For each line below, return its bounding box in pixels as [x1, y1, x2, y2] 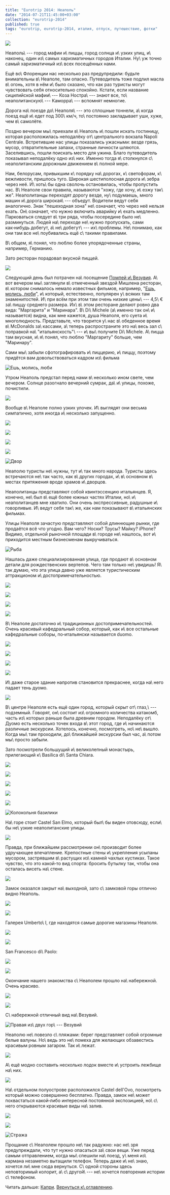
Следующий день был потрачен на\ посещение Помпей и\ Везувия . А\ [5, 274, 158, 281]
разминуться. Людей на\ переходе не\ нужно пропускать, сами [5, 219, 144, 226]
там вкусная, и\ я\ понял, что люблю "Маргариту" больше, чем [5, 334, 142, 340]
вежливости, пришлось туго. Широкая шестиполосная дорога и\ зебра [5, 176, 160, 182]
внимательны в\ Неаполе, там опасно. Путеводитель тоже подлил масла [5, 76, 164, 82]
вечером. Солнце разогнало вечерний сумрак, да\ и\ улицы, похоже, [5, 380, 156, 386]
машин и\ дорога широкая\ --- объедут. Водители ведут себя [5, 198, 139, 204]
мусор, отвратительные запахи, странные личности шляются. [5, 145, 141, 151]
